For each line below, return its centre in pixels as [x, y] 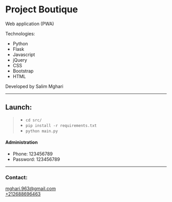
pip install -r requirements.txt [61, 125]
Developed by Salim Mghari [34, 86]
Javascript [24, 54]
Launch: [19, 107]
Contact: [16, 177]
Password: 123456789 [36, 159]
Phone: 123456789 [33, 154]
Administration [21, 142]
